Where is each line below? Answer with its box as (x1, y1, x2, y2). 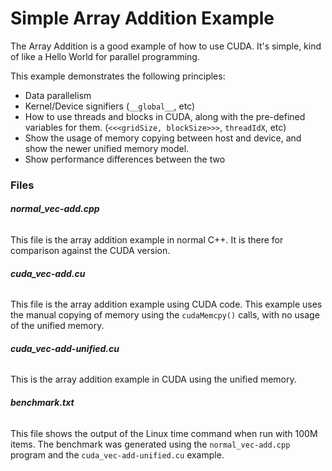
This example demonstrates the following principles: (10, 70, 226, 82)
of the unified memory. (10, 320, 105, 332)
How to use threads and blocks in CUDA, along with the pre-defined (24, 110, 306, 122)
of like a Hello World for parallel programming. (10, 50, 200, 62)
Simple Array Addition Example (10, 7, 275, 30)
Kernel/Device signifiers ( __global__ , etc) (24, 100, 196, 112)
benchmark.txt (10, 397, 75, 409)
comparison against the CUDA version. (10, 245, 171, 257)
